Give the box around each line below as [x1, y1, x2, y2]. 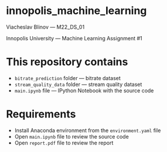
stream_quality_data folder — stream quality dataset [14, 81, 142, 88]
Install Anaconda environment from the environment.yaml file [14, 127, 161, 134]
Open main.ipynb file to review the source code [14, 133, 129, 140]
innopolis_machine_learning [6, 4, 147, 18]
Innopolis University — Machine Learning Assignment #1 [6, 34, 142, 42]
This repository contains [6, 56, 128, 68]
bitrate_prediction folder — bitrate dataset [14, 74, 121, 81]
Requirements [6, 108, 76, 121]
